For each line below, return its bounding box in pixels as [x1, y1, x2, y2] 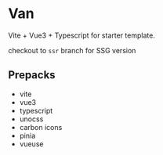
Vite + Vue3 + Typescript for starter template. [8, 31, 155, 40]
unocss [19, 114, 44, 124]
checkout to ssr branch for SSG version [8, 45, 136, 55]
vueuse [19, 139, 44, 149]
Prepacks [8, 68, 56, 82]
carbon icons [19, 122, 63, 132]
